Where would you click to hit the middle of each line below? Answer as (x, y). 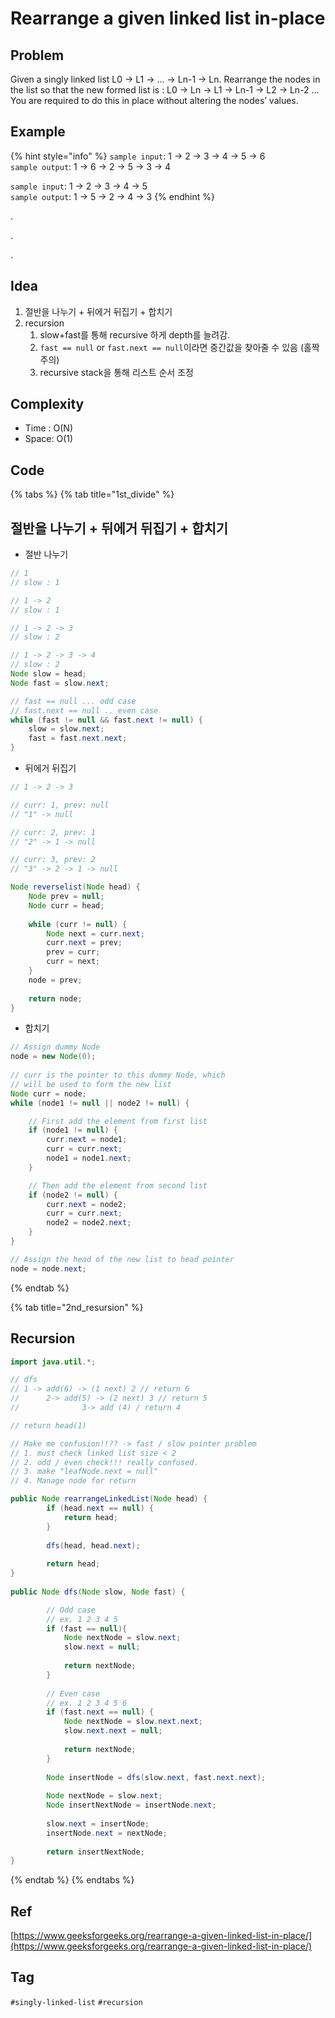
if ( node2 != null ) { (73, 1195)
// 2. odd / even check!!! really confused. (104, 1462)
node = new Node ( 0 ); (53, 1057)
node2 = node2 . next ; (89, 1223)
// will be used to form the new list (91, 1084)
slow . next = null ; (102, 1647)
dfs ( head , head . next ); (93, 1545)
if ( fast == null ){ (87, 1628)
